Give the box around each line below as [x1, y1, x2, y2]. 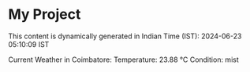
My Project [8, 5, 81, 23]
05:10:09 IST [8, 39, 50, 49]
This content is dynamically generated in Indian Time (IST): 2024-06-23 [8, 31, 242, 41]
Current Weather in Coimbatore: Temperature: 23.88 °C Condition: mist [8, 55, 239, 64]
